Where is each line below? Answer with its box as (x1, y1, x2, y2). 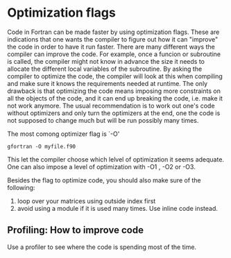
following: (7, 183, 35, 191)
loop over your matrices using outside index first (17, 196, 156, 205)
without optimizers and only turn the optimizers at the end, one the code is (7, 109, 221, 117)
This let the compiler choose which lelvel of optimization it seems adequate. (7, 155, 224, 164)
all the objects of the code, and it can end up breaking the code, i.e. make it (7, 94, 223, 102)
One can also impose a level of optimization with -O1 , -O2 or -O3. (7, 162, 196, 171)
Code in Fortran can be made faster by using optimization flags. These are (7, 28, 220, 36)
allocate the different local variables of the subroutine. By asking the (7, 64, 203, 73)
